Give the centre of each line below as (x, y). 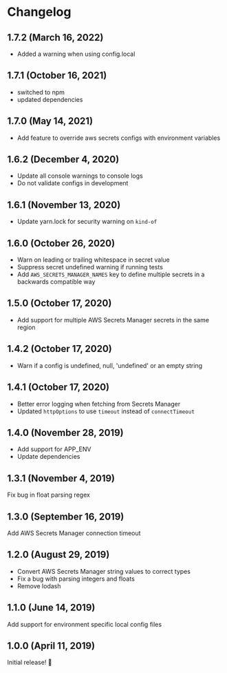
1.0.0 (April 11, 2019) (51, 646)
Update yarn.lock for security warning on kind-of (87, 222)
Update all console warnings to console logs (80, 176)
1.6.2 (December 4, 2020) (63, 159)
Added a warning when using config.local (76, 54)
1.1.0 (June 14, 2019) (51, 608)
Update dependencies (48, 457)
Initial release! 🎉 (30, 663)
